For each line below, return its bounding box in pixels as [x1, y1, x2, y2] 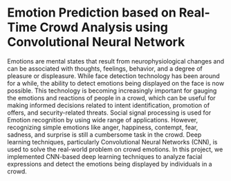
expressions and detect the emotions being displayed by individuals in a [7, 160, 212, 168]
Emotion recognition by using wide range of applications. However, [7, 115, 198, 124]
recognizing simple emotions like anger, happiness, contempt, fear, [7, 123, 198, 131]
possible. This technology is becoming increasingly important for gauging [7, 86, 217, 95]
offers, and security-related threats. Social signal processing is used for [7, 108, 212, 117]
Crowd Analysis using [39, 19, 168, 35]
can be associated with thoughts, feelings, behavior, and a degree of [7, 64, 203, 73]
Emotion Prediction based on [7, 5, 176, 21]
